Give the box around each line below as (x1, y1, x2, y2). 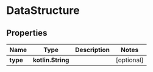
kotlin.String (32, 56, 69, 64)
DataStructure (6, 4, 80, 18)
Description (75, 46, 110, 54)
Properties (6, 28, 48, 38)
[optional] (115, 56, 144, 64)
